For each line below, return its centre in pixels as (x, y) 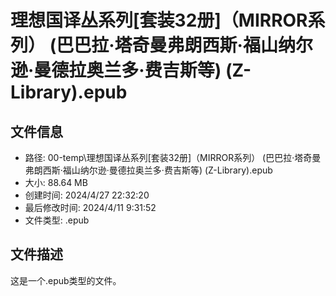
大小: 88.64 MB (56, 182)
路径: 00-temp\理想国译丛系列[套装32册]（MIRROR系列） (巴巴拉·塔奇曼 (173, 157)
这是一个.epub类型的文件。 (66, 280)
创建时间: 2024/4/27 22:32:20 (87, 195)
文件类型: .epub (57, 220)
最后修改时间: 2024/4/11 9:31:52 (90, 207)
